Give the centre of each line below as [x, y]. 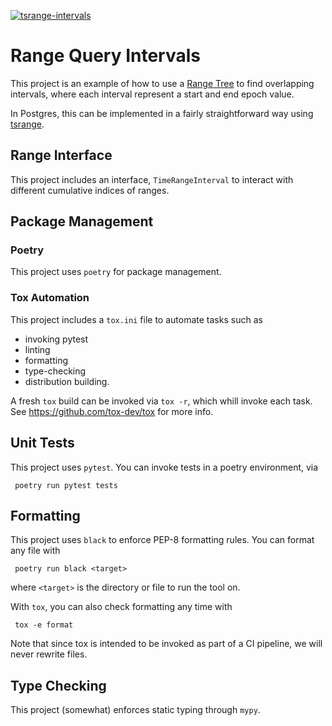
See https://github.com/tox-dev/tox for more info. [112, 411]
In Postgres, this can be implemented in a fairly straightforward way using [162, 113]
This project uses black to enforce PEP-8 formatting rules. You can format [162, 540]
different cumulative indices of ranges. [90, 190]
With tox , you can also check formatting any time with [121, 607]
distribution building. [67, 381]
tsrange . [27, 124]
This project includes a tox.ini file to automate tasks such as [136, 319]
